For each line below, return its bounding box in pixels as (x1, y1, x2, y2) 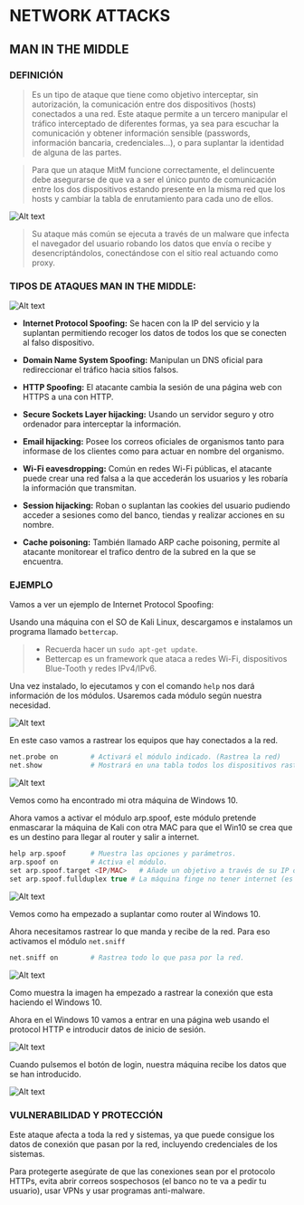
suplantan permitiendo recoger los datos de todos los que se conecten (22, 328, 287, 339)
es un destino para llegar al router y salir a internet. (9, 832, 200, 843)
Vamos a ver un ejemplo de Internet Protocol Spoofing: (9, 599, 214, 610)
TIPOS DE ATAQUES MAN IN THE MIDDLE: (9, 280, 196, 292)
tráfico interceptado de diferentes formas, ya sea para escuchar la (31, 118, 280, 129)
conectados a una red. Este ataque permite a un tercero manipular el (31, 108, 288, 119)
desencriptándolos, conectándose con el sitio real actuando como (31, 247, 279, 258)
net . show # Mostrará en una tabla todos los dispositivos (9, 761, 278, 770)
